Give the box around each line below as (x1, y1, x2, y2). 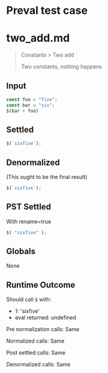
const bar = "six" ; (6, 102, 55, 108)
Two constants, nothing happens (20, 63, 102, 70)
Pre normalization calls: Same (6, 326, 80, 333)
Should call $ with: (6, 296, 52, 303)
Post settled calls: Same (6, 349, 66, 357)
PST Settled (6, 202, 52, 212)
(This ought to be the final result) (6, 174, 88, 181)
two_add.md (6, 31, 70, 45)
